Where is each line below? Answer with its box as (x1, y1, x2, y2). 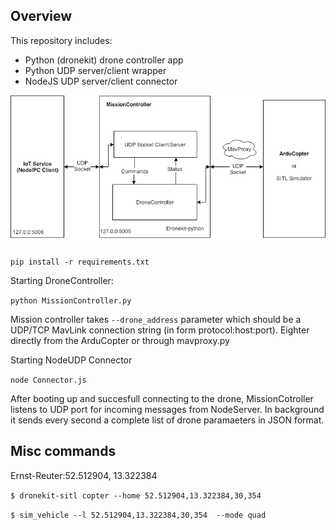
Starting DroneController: (10, 274, 114, 286)
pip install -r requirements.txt (10, 257, 150, 267)
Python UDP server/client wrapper (24, 64, 167, 76)
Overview (10, 8, 73, 25)
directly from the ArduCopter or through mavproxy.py (10, 334, 230, 346)
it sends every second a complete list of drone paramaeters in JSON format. (10, 414, 325, 426)
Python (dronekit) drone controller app (24, 54, 184, 66)
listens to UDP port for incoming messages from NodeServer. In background (10, 403, 325, 415)
